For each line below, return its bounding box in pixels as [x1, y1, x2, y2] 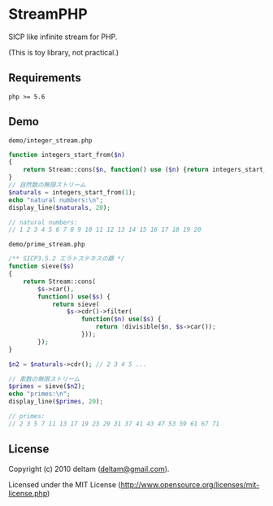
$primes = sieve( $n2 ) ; [8, 382, 85, 390]
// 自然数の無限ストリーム [8, 181, 86, 190]
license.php [8, 488, 48, 498]
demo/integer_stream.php [8, 136, 93, 145]
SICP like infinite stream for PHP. [8, 32, 118, 41]
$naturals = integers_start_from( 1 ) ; [8, 188, 136, 196]
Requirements [8, 71, 81, 85]
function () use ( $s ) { [37, 292, 111, 301]
